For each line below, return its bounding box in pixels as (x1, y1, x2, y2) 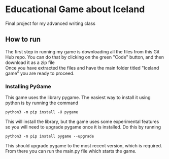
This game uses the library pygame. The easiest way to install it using (5, 94, 151, 101)
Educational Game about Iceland (5, 4, 145, 15)
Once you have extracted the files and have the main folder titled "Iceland (5, 65, 159, 71)
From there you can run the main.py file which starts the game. (5, 148, 137, 154)
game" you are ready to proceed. (5, 70, 75, 76)
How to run (5, 35, 41, 44)
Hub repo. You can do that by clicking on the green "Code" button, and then (5, 54, 164, 60)
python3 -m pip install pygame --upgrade (5, 134, 94, 139)
